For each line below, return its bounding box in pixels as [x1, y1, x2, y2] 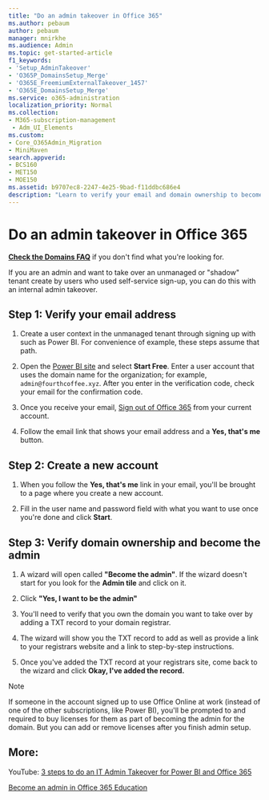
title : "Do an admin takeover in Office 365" [8, 11, 163, 20]
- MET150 [8, 169, 38, 177]
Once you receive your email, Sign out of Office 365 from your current [19, 403, 252, 412]
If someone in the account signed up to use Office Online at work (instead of [8, 697, 261, 706]
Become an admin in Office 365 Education [8, 782, 148, 792]
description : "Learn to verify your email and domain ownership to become [8, 190, 263, 199]
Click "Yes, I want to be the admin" [19, 594, 138, 603]
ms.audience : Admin [8, 42, 74, 50]
